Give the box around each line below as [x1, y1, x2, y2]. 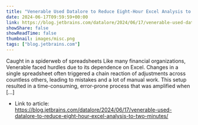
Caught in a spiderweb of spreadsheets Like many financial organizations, [6, 57, 186, 65]
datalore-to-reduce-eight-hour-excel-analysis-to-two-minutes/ [14, 112, 169, 119]
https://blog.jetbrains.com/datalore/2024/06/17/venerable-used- [14, 106, 172, 113]
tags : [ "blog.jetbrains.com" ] [6, 42, 81, 48]
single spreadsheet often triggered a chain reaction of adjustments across [6, 70, 186, 77]
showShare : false [6, 25, 49, 31]
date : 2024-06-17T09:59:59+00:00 [6, 14, 88, 20]
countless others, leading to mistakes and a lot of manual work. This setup [6, 76, 187, 83]
